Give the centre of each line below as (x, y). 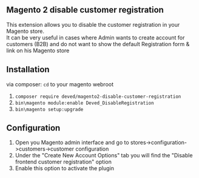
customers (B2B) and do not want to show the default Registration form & (98, 44)
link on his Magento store (38, 50)
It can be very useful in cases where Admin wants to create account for (96, 37)
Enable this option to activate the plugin (64, 168)
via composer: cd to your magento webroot (60, 84)
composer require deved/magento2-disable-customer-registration (98, 97)
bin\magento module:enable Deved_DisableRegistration (84, 103)
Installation (28, 70)
